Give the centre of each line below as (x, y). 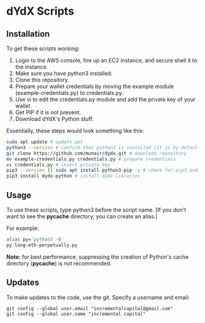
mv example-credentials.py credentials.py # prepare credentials (91, 159)
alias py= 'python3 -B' (35, 239)
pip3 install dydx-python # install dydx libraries (73, 176)
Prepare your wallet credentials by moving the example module (94, 86)
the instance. (31, 67)
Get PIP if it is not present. (48, 112)
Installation (28, 34)
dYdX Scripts (40, 11)
